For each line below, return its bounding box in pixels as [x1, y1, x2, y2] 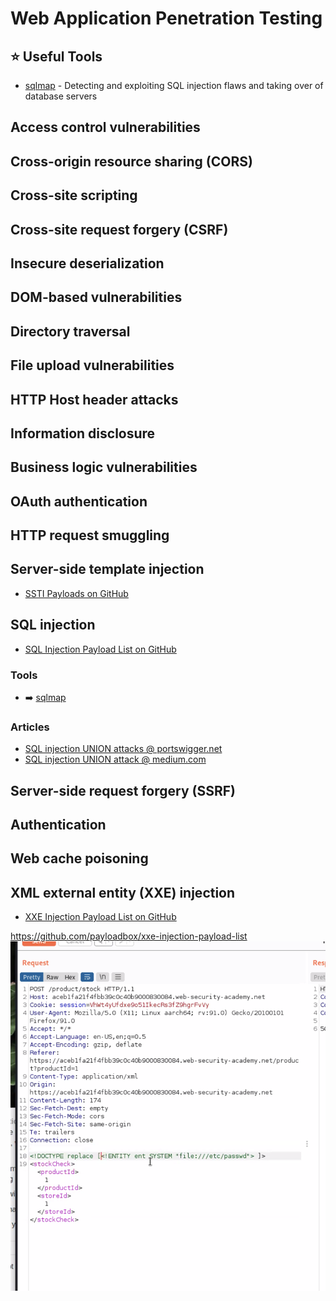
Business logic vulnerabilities [10, 459, 198, 476]
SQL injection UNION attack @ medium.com [24, 753, 207, 766]
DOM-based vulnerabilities [10, 289, 183, 306]
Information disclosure [10, 425, 156, 442]
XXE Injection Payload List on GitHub [24, 911, 177, 923]
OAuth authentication [10, 493, 148, 510]
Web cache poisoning [10, 850, 149, 867]
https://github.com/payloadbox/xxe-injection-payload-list [10, 930, 248, 942]
